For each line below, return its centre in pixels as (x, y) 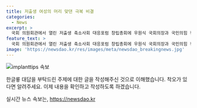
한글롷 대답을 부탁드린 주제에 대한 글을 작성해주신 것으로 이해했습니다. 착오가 (94, 79)
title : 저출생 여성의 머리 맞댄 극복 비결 (50, 11)
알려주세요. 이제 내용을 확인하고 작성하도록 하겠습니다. (79, 86)
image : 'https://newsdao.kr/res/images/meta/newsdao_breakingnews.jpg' (95, 50)
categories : (21, 17)
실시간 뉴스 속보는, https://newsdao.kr (51, 99)
